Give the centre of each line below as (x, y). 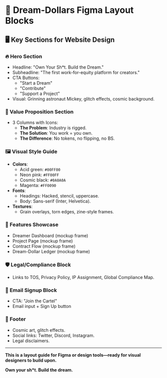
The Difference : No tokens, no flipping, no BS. (67, 138)
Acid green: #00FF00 (40, 170)
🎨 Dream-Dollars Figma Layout (70, 10)
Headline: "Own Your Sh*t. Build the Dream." (58, 67)
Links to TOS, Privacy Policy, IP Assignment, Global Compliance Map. (83, 278)
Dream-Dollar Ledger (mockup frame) (51, 251)
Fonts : (19, 190)
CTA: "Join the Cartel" (35, 301)
